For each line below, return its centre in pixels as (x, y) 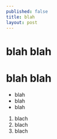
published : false (27, 11)
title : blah (20, 17)
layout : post (22, 22)
